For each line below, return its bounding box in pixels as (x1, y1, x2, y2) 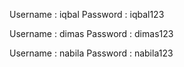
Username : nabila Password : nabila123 (9, 47, 174, 59)
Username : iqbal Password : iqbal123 (9, 9, 165, 20)
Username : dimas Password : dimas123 (9, 28, 174, 39)
